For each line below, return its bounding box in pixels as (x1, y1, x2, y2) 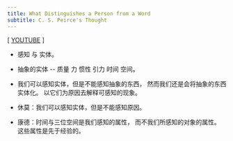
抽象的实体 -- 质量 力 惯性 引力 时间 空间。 (17, 65, 139, 73)
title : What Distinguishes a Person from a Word (7, 10, 151, 17)
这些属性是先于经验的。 (17, 126, 85, 135)
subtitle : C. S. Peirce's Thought (7, 17, 108, 24)
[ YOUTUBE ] (7, 35, 45, 44)
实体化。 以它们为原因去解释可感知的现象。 (17, 88, 141, 97)
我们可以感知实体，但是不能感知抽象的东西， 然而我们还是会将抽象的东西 (17, 79, 227, 88)
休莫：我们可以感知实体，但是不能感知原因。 (17, 103, 146, 111)
